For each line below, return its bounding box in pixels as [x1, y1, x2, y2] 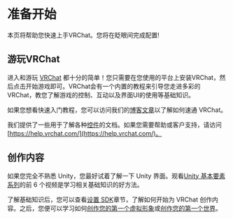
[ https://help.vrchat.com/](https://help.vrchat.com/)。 [7, 129, 162, 137]
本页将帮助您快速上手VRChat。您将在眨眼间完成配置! [7, 31, 160, 39]
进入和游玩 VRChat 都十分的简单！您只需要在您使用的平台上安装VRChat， [7, 73, 220, 81]
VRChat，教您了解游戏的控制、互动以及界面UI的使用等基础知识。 [7, 90, 195, 99]
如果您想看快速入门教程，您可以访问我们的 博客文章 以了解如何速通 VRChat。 [7, 106, 227, 114]
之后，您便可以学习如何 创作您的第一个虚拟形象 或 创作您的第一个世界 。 [19, 204, 222, 212]
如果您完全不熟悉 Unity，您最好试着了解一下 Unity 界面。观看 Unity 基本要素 [7, 171, 226, 180]
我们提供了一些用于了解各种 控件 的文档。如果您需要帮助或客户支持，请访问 [7, 120, 222, 129]
